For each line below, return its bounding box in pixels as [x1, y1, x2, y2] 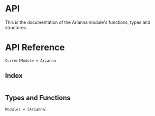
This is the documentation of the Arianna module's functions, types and [5, 19, 151, 25]
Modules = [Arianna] [5, 107, 48, 112]
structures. [5, 24, 27, 30]
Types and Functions [5, 94, 71, 102]
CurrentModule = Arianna [5, 58, 56, 63]
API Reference [5, 42, 65, 53]
